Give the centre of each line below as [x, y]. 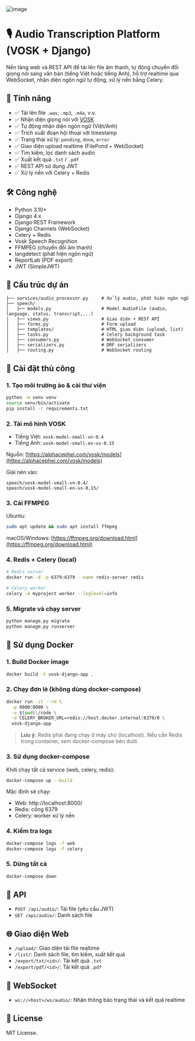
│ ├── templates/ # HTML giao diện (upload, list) [95, 330]
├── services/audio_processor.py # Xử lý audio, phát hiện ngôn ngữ [97, 298]
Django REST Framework [45, 222]
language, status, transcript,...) [50, 314]
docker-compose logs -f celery [45, 849]
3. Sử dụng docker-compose [48, 757]
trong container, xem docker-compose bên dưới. [79, 741]
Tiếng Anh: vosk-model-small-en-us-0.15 [64, 443]
